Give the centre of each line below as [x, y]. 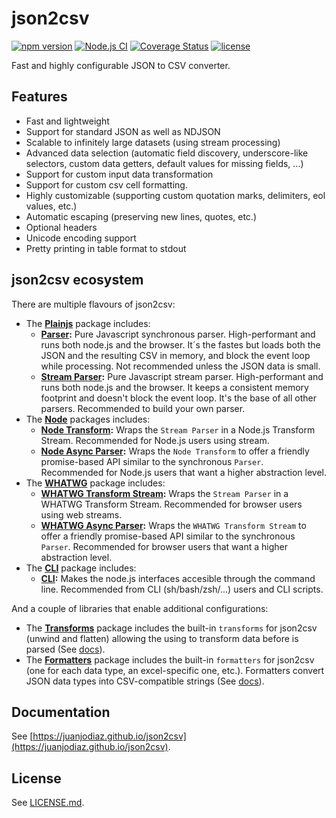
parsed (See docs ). [65, 649]
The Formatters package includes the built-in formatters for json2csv [170, 659]
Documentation [61, 712]
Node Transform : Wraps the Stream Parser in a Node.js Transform [178, 429]
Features [39, 97]
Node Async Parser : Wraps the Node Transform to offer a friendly [175, 451]
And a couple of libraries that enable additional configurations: [140, 608]
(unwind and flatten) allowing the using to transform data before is [162, 638]
